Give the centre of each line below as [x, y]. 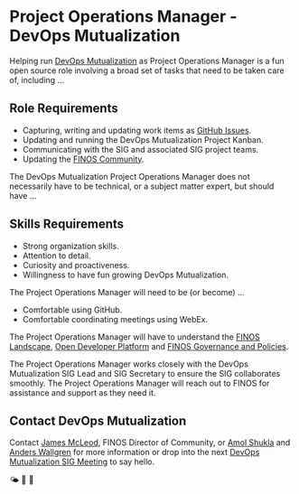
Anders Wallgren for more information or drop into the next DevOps [135, 452]
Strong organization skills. [70, 246]
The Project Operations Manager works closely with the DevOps [129, 364]
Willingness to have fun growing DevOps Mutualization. [125, 275]
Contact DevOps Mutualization [98, 420]
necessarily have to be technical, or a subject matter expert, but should [142, 186]
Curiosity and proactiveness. [76, 265]
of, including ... [37, 79]
